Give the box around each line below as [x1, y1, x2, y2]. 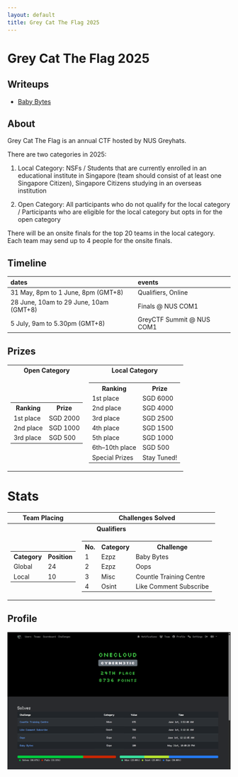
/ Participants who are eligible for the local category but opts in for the [17, 208, 223, 216]
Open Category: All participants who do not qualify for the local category [17, 200, 230, 209]
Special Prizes [91, 453, 134, 462]
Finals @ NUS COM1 [137, 302, 198, 310]
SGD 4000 [142, 404, 174, 412]
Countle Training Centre [135, 572, 205, 581]
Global [13, 562, 33, 571]
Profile [7, 613, 38, 625]
